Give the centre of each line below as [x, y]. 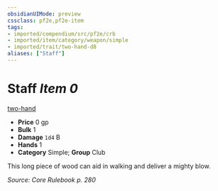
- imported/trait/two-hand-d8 [52, 47]
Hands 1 [30, 144]
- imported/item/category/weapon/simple [68, 40]
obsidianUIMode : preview [44, 14]
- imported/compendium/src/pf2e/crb [61, 34]
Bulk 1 [27, 129]
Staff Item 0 [43, 89]
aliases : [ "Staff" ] [36, 54]
